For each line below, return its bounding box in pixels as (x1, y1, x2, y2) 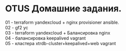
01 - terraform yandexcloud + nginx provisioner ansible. (5, 19, 120, 25)
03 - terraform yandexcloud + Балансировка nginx (5, 30, 111, 36)
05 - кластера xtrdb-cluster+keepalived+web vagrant (5, 40, 116, 46)
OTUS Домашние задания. (5, 3, 122, 14)
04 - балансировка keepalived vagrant (5, 35, 86, 41)
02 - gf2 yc (5, 24, 28, 30)
